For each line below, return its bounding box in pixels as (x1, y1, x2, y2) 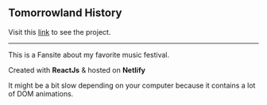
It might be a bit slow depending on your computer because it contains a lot (8, 81, 256, 90)
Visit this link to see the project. (8, 27, 111, 36)
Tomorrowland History (8, 6, 122, 20)
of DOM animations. (8, 88, 74, 98)
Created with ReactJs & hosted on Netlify (8, 65, 145, 74)
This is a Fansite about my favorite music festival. (8, 50, 170, 59)
